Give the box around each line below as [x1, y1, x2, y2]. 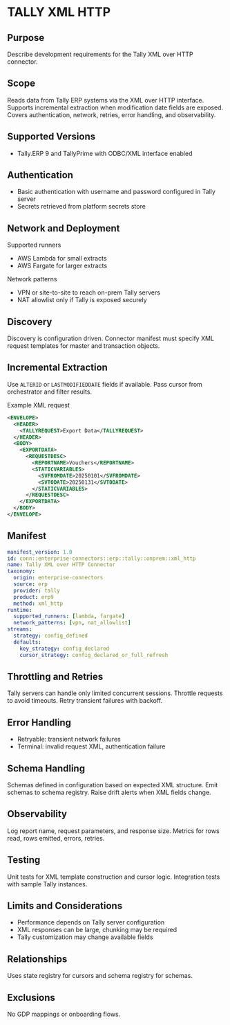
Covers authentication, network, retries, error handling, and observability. [7, 110, 216, 119]
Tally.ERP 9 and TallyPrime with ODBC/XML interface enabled [17, 149, 193, 157]
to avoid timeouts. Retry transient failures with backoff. [7, 697, 163, 705]
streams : [7, 626, 32, 633]
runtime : [7, 606, 32, 613]
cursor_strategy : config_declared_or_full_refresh [19, 651, 169, 658]
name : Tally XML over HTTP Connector [7, 561, 116, 568]
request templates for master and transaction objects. [7, 342, 160, 350]
